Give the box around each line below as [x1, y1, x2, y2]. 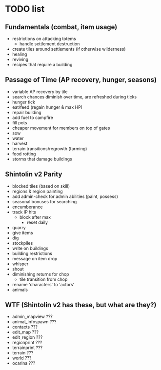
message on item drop [12, 255, 58, 261]
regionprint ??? [12, 340, 42, 346]
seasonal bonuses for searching [12, 198, 77, 204]
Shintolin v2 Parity [5, 170, 62, 178]
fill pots [12, 119, 27, 125]
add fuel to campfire [12, 115, 54, 120]
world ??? [12, 355, 32, 361]
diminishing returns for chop [12, 271, 69, 277]
